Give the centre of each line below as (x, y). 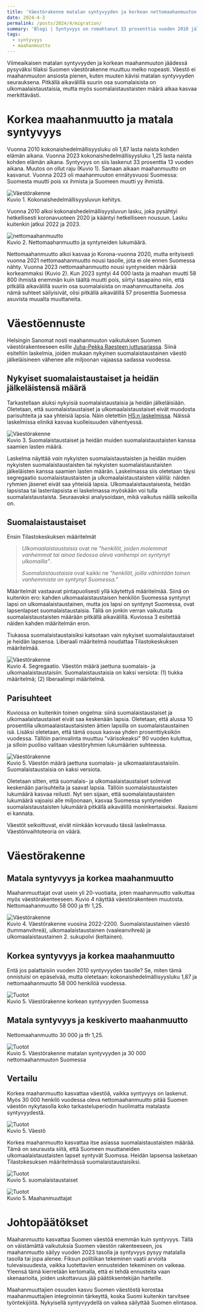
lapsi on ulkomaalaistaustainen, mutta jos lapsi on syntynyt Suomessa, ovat (101, 604)
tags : (14, 35)
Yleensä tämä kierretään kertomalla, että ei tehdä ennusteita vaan (88, 1271)
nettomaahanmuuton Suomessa (47, 1060)
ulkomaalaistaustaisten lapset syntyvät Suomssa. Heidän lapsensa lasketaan (102, 1155)
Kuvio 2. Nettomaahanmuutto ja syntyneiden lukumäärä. (77, 242)
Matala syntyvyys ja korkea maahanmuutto (90, 878)
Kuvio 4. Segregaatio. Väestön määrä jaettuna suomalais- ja (81, 666)
